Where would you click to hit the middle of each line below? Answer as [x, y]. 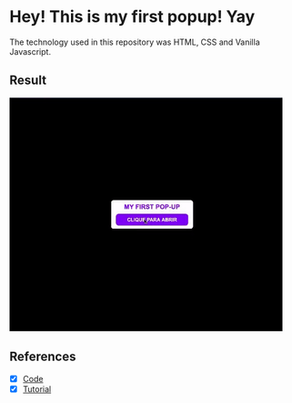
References [43, 357]
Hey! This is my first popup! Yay [132, 17]
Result [28, 81]
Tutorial [37, 388]
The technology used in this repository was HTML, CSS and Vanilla [135, 42]
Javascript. [30, 51]
